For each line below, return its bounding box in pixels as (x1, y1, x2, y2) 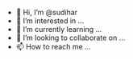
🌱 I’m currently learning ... (15, 25, 102, 33)
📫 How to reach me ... (15, 42, 91, 51)
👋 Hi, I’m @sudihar (15, 8, 78, 17)
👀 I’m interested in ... (15, 16, 85, 26)
